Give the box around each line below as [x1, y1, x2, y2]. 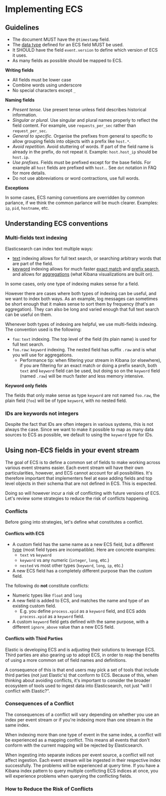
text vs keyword [19, 552, 52, 558]
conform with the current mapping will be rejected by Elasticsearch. [5, 742, 144, 748]
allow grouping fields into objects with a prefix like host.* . [12, 138, 131, 144]
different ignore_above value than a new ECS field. [12, 624, 115, 630]
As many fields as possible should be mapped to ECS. [12, 58, 123, 63]
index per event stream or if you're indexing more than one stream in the [5, 716, 153, 722]
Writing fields [5, 67, 34, 73]
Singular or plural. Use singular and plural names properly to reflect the [12, 117, 158, 123]
